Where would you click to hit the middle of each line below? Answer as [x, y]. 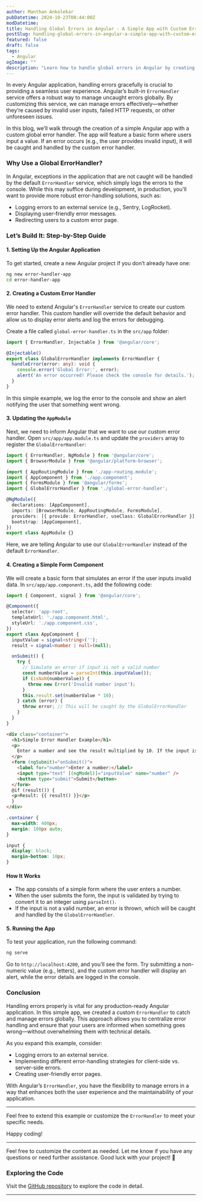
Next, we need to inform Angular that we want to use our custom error [93, 431]
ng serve [17, 953]
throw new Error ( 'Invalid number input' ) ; [82, 684]
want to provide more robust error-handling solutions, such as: [84, 195]
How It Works [23, 876]
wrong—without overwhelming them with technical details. [79, 1031]
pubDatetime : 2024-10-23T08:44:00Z [51, 17]
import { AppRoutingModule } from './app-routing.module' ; [82, 472]
